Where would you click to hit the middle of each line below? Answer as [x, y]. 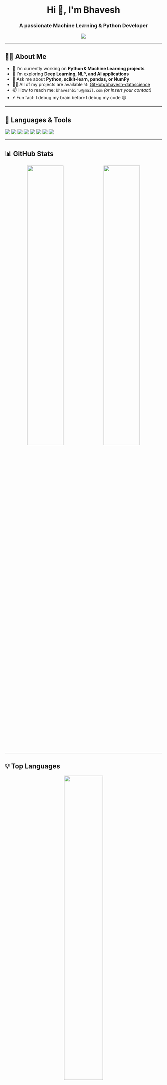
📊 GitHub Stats [29, 153]
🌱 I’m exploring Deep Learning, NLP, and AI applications [71, 74]
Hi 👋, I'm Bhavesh [83, 10]
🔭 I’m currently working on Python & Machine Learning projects [78, 69]
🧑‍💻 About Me [26, 57]
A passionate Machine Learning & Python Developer [83, 26]
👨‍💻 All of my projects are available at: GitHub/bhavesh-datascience [81, 85]
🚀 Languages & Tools [38, 120]
